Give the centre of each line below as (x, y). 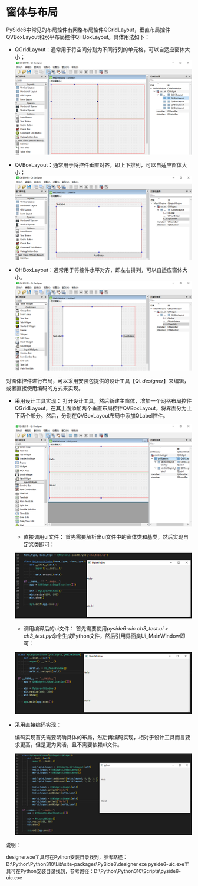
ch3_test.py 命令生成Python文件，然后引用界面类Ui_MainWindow (102, 636)
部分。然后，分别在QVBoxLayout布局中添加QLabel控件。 (99, 416)
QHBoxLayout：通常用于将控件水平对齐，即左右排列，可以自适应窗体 (98, 270)
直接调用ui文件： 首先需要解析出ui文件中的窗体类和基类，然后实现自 (106, 536)
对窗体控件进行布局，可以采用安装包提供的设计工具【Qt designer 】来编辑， (98, 381)
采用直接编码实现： (38, 725)
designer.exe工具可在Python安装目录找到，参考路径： (67, 857)
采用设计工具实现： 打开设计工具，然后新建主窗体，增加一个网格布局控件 (103, 401)
